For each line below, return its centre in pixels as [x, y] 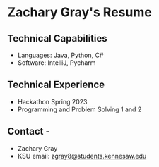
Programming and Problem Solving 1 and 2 [79, 109]
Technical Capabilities [57, 38]
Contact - [29, 131]
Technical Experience [56, 85]
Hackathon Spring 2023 [52, 101]
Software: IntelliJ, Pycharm [57, 63]
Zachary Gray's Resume [79, 12]
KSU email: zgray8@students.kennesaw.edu [82, 156]
